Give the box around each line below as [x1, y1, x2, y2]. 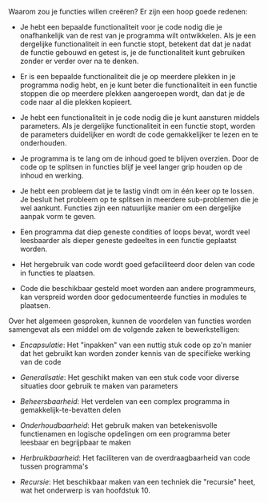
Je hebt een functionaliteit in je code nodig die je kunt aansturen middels [19, 113, 260, 122]
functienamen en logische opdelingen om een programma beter [19, 429, 230, 438]
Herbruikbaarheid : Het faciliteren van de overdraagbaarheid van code [19, 453, 250, 462]
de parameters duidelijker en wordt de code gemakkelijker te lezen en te [19, 130, 258, 139]
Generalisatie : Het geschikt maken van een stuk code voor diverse [19, 373, 240, 382]
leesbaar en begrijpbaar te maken [19, 437, 132, 447]
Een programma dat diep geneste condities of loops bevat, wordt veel [19, 227, 250, 237]
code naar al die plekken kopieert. [19, 98, 133, 106]
